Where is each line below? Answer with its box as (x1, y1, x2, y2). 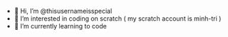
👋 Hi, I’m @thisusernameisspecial (14, 7, 113, 15)
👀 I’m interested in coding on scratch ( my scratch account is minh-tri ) (14, 14, 222, 23)
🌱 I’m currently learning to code (14, 22, 107, 30)
